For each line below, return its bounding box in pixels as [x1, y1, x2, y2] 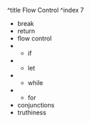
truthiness [17, 108, 47, 116]
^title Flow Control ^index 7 [7, 6, 85, 14]
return [17, 27, 35, 35]
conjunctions [17, 101, 55, 109]
